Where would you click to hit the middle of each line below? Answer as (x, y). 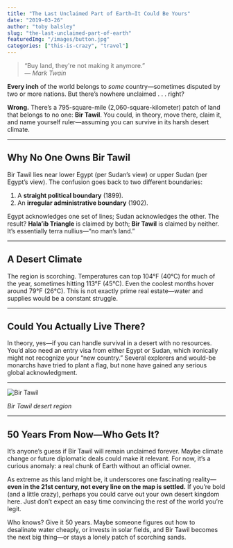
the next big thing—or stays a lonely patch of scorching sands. (97, 537)
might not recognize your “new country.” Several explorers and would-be (112, 358)
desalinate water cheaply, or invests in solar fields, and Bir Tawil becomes (113, 530)
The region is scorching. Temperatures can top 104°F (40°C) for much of (111, 276)
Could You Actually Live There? (76, 327)
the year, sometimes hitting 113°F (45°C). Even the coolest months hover (111, 283)
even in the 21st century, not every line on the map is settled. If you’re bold (116, 487)
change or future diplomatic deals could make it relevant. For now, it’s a (109, 458)
